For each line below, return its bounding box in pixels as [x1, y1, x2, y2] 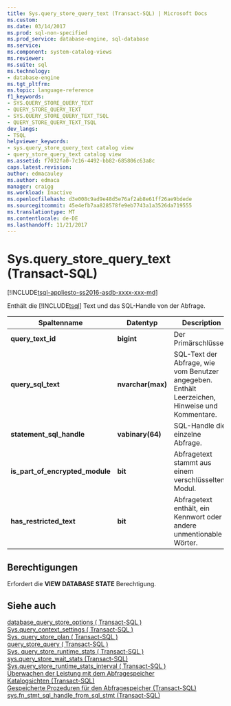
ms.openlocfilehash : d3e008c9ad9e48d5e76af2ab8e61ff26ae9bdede [7, 196, 192, 203]
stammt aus [173, 458, 212, 468]
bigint [117, 334, 137, 344]
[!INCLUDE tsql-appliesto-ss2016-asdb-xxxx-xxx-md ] [7, 289, 158, 297]
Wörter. [173, 538, 198, 548]
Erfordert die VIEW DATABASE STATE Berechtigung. [7, 580, 157, 588]
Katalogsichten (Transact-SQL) [7, 676, 95, 685]
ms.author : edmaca [7, 176, 60, 183]
